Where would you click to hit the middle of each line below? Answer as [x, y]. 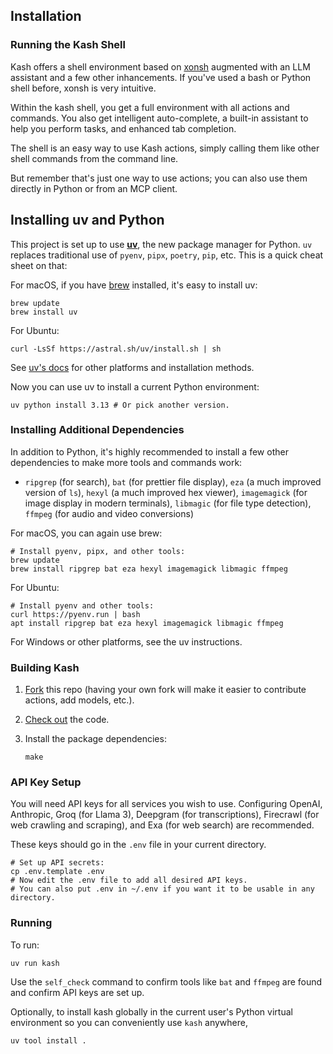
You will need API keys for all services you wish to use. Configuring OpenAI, [166, 804]
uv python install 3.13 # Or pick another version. [120, 405]
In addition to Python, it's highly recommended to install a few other [149, 451]
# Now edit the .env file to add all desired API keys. [129, 880]
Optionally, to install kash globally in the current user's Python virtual [151, 1011]
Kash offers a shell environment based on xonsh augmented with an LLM [160, 66]
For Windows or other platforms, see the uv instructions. [126, 641]
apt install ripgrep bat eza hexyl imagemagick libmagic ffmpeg [147, 623]
